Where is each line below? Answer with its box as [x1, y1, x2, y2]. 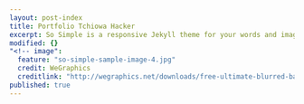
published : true [9, 80, 71, 90]
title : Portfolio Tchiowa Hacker [9, 22, 136, 31]
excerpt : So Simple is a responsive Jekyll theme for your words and [9, 30, 278, 39]
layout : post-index [9, 13, 83, 23]
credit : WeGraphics [17, 64, 91, 73]
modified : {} [9, 38, 59, 48]
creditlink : [17, 72, 63, 81]
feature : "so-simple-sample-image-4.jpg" [17, 55, 176, 64]
